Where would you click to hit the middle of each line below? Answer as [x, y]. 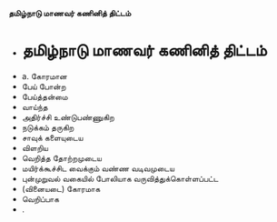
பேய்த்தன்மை [45, 96]
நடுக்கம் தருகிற [48, 127]
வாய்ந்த [35, 106]
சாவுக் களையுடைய [52, 137]
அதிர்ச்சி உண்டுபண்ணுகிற [68, 116]
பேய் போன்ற [44, 86]
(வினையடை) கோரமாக [61, 188]
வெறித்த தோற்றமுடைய [61, 157]
